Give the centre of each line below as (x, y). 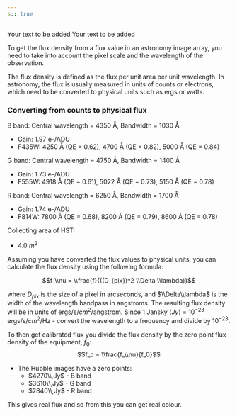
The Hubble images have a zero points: (75, 369)
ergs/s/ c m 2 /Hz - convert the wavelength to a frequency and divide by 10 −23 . (119, 320)
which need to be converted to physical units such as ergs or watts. (106, 91)
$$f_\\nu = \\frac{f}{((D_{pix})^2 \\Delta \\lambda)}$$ (119, 280)
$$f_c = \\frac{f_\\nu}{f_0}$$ (119, 354)
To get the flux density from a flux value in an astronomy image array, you (115, 47)
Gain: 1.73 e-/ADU (44, 174)
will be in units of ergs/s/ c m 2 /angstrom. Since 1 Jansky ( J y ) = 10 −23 (106, 311)
